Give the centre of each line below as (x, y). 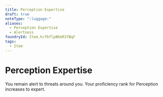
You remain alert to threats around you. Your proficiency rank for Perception (81, 84)
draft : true (17, 14)
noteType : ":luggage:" (28, 19)
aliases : (14, 23)
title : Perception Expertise (35, 10)
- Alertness (22, 32)
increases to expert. (25, 89)
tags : (11, 42)
